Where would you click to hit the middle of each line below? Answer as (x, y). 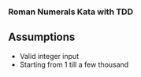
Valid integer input (49, 56)
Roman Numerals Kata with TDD (71, 12)
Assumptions (42, 37)
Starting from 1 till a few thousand (74, 64)
